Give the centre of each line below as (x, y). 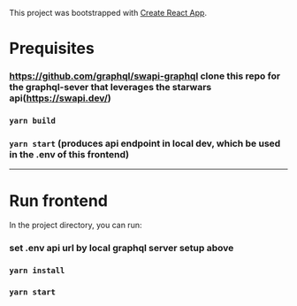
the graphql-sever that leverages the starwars (110, 88)
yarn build (32, 121)
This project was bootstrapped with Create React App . (108, 13)
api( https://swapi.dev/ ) (61, 98)
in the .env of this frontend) (69, 154)
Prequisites (52, 49)
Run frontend (59, 200)
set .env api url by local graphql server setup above (122, 249)
